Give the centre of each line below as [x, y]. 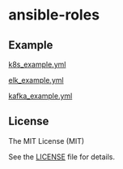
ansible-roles [54, 15]
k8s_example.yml [37, 64]
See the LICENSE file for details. [62, 157]
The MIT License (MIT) [47, 141]
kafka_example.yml [40, 96]
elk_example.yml [36, 80]
